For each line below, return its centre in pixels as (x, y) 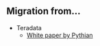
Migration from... (43, 11)
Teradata (29, 27)
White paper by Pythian (60, 35)
